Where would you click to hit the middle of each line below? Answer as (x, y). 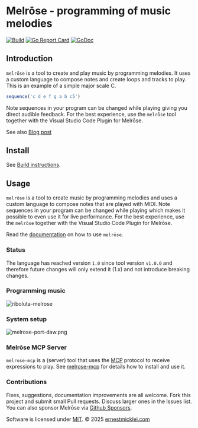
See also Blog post (29, 132)
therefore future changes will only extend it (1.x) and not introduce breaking (98, 269)
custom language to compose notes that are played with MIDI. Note (88, 204)
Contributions (27, 382)
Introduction (30, 58)
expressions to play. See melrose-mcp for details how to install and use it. (96, 367)
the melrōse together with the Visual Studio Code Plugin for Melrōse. (89, 223)
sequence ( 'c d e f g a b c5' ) (43, 96)
